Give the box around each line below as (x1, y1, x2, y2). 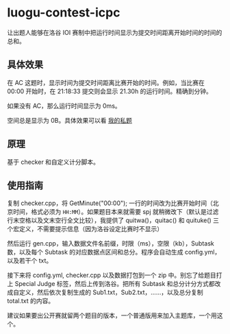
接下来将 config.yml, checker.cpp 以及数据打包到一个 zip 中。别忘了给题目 (7, 271, 217, 279)
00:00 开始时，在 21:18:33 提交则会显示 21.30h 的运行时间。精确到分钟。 (7, 87, 212, 95)
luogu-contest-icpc (7, 5, 120, 21)
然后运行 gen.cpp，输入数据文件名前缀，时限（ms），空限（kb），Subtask (7, 239, 214, 248)
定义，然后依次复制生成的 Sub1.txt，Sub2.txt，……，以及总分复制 (18, 288, 203, 296)
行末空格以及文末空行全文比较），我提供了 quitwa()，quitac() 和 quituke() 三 (7, 216, 220, 224)
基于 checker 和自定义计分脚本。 (7, 158, 100, 166)
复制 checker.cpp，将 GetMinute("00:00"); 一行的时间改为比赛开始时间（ (7, 199, 214, 207)
